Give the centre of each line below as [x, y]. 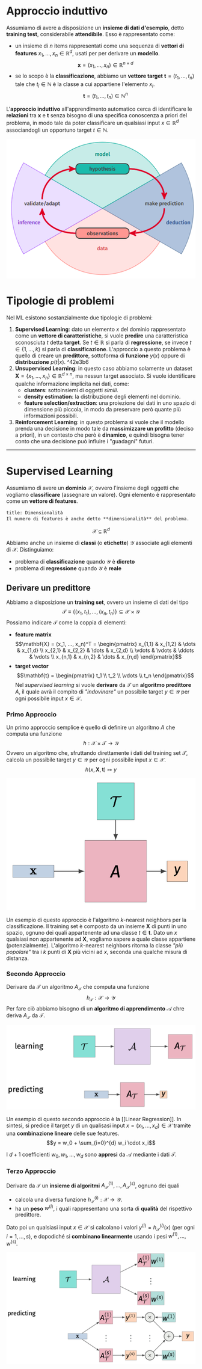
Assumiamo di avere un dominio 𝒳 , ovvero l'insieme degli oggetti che [93, 488]
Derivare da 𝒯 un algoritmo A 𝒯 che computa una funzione [78, 988]
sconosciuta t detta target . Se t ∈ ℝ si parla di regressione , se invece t [103, 343]
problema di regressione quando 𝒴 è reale [68, 568]
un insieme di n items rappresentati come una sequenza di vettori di [99, 46]
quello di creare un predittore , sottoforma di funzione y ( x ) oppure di [100, 355]
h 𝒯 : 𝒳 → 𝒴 [101, 998]
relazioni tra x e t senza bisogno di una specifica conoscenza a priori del [97, 115]
